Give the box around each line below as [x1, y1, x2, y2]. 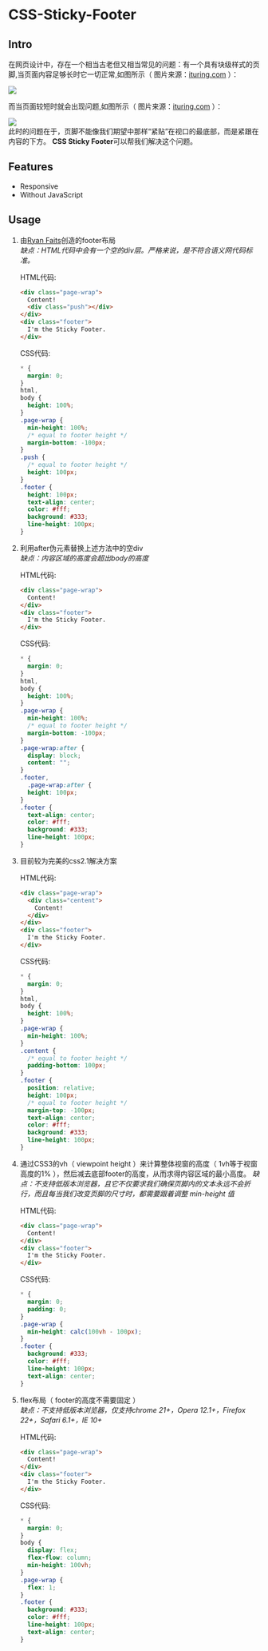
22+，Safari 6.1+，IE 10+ [19, 1415, 102, 1425]
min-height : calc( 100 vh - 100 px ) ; [27, 1327, 142, 1336]
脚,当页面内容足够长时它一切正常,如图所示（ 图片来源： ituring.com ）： [8, 70, 239, 79]
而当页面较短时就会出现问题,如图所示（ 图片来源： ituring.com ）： [8, 102, 223, 111]
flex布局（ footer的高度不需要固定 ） [19, 1395, 140, 1405]
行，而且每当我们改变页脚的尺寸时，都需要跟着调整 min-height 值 [19, 1189, 235, 1198]
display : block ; [27, 752, 81, 760]
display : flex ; [27, 1546, 78, 1554]
